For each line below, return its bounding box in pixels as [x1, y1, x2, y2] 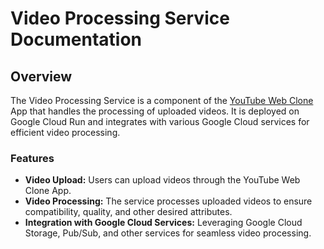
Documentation [10, 28, 143, 51]
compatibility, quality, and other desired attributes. [24, 206, 233, 218]
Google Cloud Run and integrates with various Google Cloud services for [10, 116, 310, 127]
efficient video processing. [10, 127, 121, 138]
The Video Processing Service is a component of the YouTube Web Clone [10, 95, 314, 106]
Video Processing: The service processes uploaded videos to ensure [24, 195, 313, 207]
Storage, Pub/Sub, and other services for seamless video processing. [24, 227, 312, 239]
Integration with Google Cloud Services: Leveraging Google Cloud [24, 217, 303, 229]
